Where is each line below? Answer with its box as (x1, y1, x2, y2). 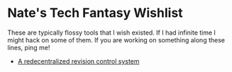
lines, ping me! (7, 43, 50, 52)
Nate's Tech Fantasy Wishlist (7, 5, 183, 21)
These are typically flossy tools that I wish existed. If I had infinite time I (7, 28, 216, 37)
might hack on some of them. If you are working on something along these (7, 35, 226, 44)
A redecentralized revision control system (17, 56, 140, 65)
